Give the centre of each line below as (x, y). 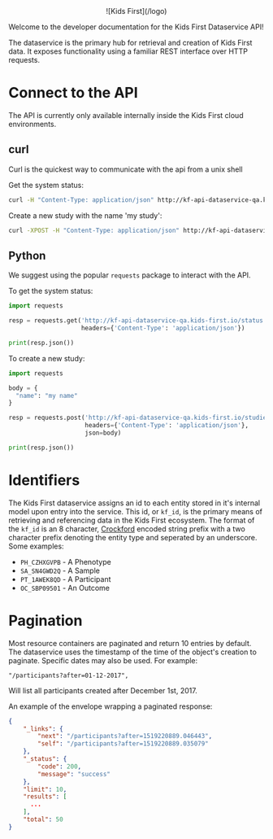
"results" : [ (45, 797)
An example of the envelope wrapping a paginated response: (110, 706)
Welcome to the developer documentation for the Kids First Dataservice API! (136, 27)
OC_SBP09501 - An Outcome (65, 588)
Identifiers (44, 480)
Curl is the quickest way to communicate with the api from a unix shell (126, 169)
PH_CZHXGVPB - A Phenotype (65, 562)
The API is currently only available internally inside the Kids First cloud (126, 115)
